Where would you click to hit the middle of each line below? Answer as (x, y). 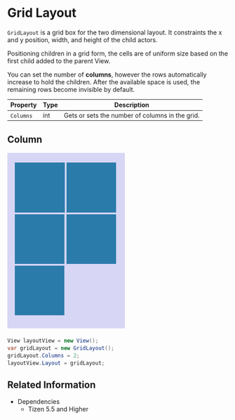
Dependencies (39, 402)
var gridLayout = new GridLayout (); (61, 348)
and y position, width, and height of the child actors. (82, 39)
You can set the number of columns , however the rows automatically (107, 74)
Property (23, 105)
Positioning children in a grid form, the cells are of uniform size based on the (118, 53)
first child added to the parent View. (59, 60)
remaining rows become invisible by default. (71, 89)
